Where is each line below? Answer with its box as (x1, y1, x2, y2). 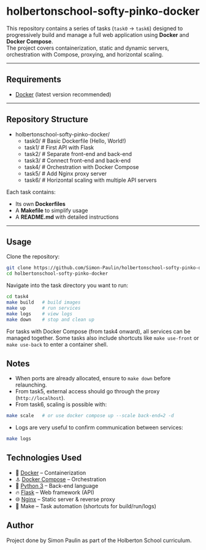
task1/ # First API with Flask (24, 143, 94, 151)
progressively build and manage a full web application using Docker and (6, 31, 189, 38)
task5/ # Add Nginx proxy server (24, 170, 107, 177)
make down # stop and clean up (6, 316, 95, 323)
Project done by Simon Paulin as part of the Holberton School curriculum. (6, 536, 192, 544)
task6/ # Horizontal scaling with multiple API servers (24, 176, 157, 184)
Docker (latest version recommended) (15, 90, 112, 98)
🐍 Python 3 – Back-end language (15, 482, 99, 489)
